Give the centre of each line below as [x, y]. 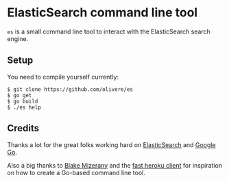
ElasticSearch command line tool [103, 13]
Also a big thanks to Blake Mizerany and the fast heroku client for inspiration [115, 165]
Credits [23, 128]
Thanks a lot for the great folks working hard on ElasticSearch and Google [111, 144]
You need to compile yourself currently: [63, 77]
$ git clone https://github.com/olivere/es [70, 89]
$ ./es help [24, 107]
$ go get [20, 95]
